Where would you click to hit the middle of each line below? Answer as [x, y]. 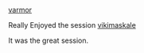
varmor [20, 10]
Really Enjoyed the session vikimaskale [72, 25]
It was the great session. [49, 40]
